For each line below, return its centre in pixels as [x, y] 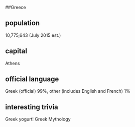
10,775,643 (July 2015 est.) [33, 35]
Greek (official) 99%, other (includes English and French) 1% [68, 91]
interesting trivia [32, 107]
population [23, 23]
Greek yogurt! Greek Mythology [38, 119]
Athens [13, 63]
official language [32, 79]
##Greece [16, 7]
